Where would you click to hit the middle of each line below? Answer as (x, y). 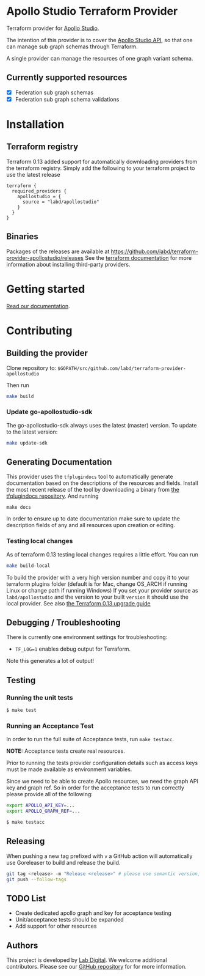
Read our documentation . (38, 306)
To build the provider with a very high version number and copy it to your (98, 577)
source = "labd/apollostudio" (61, 202)
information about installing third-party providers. (68, 264)
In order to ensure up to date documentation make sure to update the (93, 519)
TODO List (26, 898)
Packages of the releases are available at (58, 251)
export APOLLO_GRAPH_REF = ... (43, 811)
